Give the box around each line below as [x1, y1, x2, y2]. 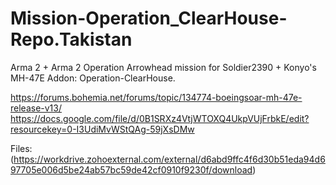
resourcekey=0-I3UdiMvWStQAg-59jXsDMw [10, 123, 195, 135]
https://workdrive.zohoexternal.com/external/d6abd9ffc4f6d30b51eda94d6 [13, 153, 326, 165]
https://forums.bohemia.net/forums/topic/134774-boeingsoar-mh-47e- [10, 91, 303, 103]
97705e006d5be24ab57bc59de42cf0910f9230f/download [10, 163, 253, 176]
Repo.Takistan [10, 28, 133, 51]
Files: [10, 142, 33, 154]
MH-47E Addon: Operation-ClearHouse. [10, 72, 176, 84]
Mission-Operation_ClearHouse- [10, 7, 288, 30]
